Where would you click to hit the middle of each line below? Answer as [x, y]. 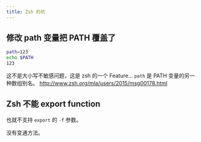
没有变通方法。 [25, 132]
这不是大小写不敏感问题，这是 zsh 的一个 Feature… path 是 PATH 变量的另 [98, 76]
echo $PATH [20, 58]
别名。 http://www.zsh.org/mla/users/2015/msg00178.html [95, 83]
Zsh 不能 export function [53, 104]
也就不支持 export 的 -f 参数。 [44, 120]
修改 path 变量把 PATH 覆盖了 [61, 38]
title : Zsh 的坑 [26, 12]
